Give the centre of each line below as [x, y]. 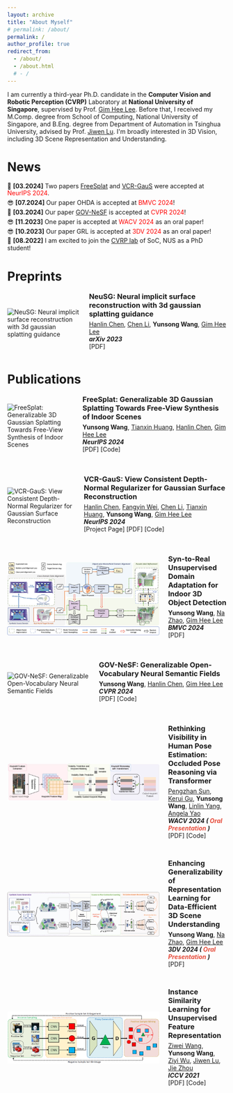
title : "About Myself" [40, 22]
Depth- [195, 479]
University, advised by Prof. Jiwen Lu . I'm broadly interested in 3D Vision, [112, 131]
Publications [44, 379]
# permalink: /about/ [39, 29]
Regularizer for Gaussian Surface [168, 488]
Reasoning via [192, 772]
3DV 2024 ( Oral [192, 949]
